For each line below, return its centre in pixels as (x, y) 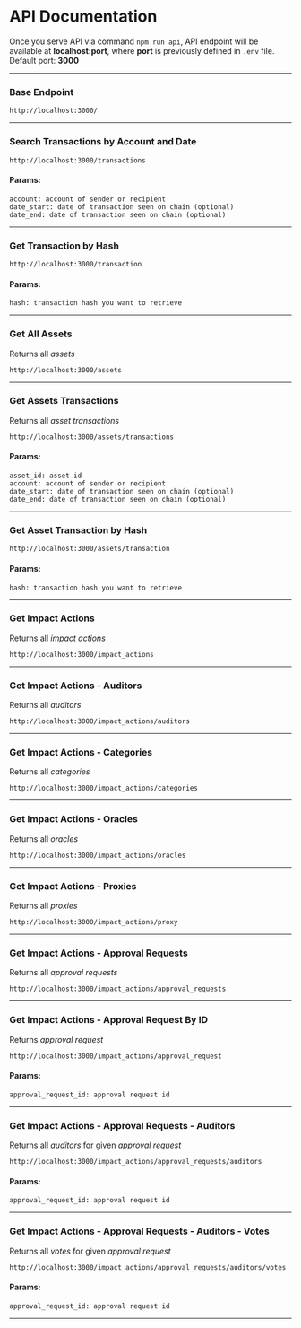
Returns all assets (42, 354)
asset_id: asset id (46, 476)
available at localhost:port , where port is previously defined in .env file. (142, 50)
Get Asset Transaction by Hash (78, 529)
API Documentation (83, 17)
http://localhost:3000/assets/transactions (92, 437)
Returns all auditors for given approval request (95, 1145)
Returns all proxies (43, 906)
